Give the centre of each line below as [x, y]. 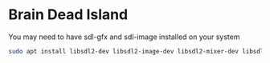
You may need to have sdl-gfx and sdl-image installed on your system [124, 37]
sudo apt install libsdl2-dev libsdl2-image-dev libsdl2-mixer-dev [124, 51]
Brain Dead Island [68, 15]
